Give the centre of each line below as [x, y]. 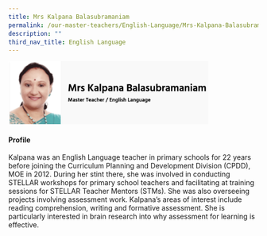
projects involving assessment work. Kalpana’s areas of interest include [125, 199]
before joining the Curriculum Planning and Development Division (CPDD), [130, 166]
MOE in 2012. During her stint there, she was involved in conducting [119, 174]
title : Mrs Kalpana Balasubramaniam [69, 17]
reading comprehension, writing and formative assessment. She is [116, 208]
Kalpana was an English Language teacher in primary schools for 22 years [130, 157]
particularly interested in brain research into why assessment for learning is [132, 217]
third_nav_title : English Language [67, 42]
